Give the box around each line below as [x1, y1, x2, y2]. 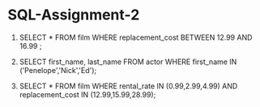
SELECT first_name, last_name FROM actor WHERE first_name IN [19, 57, 237, 66]
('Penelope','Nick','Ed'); [19, 65, 97, 75]
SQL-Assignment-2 [7, 6, 140, 24]
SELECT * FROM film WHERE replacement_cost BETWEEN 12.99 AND [19, 32, 253, 42]
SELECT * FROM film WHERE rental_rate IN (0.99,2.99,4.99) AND [19, 81, 238, 91]
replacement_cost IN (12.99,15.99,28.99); [19, 89, 156, 99]
